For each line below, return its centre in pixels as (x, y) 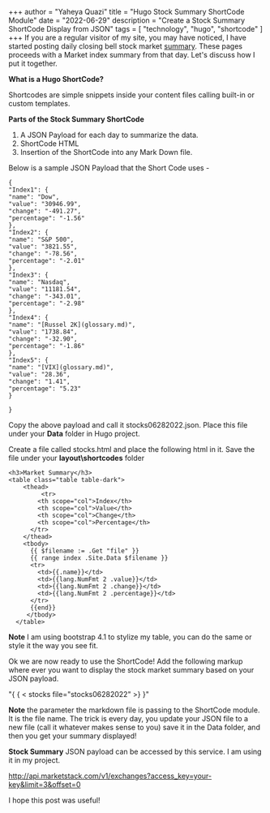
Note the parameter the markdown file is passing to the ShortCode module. (134, 710)
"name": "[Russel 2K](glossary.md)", (72, 325)
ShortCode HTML (49, 144)
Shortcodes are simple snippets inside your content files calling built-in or (132, 95)
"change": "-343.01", (45, 296)
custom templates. (39, 103)
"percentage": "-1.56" (47, 218)
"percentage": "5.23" (45, 389)
